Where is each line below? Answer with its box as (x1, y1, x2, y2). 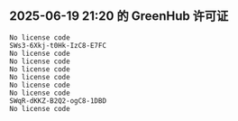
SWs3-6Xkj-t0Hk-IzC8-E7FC (9, 41, 106, 50)
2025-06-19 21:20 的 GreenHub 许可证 (9, 8, 229, 24)
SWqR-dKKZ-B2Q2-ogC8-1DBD (9, 96, 106, 106)
